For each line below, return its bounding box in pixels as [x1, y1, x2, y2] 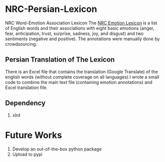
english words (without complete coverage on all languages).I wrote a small [5, 74, 160, 80]
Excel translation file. [5, 84, 48, 90]
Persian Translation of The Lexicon [5, 56, 115, 64]
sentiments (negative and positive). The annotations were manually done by [5, 36, 160, 42]
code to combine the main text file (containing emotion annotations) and [5, 79, 153, 85]
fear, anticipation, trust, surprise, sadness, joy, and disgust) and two [5, 30, 144, 36]
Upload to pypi [12, 151, 43, 157]
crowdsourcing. [5, 41, 37, 47]
